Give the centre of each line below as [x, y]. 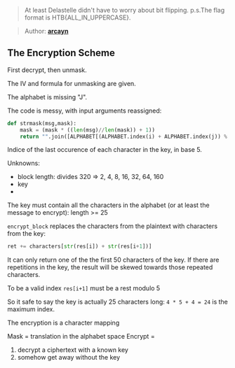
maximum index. [31, 309]
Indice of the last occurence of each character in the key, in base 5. [105, 150]
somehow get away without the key [69, 358]
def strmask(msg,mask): [42, 123]
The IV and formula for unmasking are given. [72, 83]
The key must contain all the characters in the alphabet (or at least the [108, 205]
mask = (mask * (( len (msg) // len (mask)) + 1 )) [88, 130]
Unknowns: [23, 163]
